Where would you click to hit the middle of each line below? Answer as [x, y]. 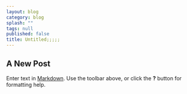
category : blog [25, 17]
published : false [28, 34]
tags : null [20, 28]
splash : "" [20, 23]
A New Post [28, 64]
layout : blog [22, 12]
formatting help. [26, 84]
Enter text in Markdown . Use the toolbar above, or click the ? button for [94, 78]
